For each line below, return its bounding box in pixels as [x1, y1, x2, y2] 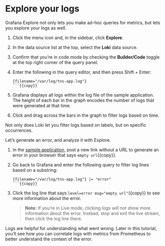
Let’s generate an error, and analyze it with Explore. [5, 137, 111, 143]
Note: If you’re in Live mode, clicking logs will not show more [24, 205, 151, 211]
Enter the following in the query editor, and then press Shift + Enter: [12, 69, 151, 75]
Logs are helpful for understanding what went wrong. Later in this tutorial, [5, 225, 157, 231]
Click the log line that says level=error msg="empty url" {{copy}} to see [12, 190, 160, 196]
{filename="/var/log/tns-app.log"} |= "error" [12, 176, 111, 182]
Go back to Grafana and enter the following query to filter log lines [12, 161, 149, 168]
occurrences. [5, 127, 33, 133]
